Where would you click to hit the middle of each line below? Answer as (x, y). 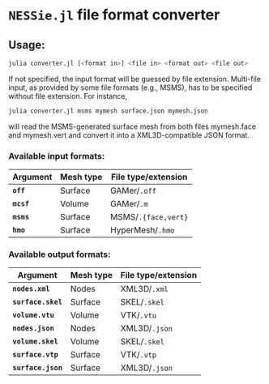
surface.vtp (36, 355)
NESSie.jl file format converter (114, 15)
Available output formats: (60, 254)
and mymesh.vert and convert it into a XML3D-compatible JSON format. (129, 134)
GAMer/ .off (133, 190)
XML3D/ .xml (144, 289)
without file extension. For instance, (68, 96)
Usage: (27, 45)
